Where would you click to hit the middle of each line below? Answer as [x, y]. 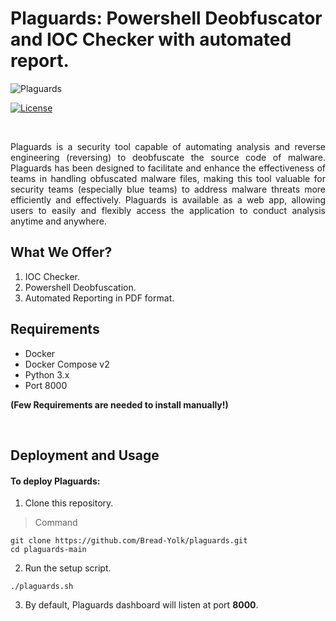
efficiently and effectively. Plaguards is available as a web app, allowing [168, 199]
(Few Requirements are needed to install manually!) [119, 404]
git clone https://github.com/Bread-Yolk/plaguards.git [129, 541]
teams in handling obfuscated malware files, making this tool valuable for [168, 178]
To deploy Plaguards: [55, 481]
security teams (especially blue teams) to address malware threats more [168, 189]
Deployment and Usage [85, 455]
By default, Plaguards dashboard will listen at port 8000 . [141, 605]
